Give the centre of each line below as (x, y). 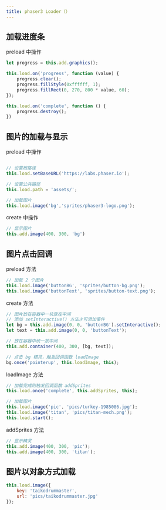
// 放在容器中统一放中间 (32, 341)
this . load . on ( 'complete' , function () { (56, 106)
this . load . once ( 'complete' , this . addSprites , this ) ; (72, 391)
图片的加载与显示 (37, 136)
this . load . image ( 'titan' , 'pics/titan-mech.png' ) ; (69, 413)
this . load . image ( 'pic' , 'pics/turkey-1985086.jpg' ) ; (72, 407)
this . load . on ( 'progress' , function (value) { (62, 74)
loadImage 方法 (25, 374)
